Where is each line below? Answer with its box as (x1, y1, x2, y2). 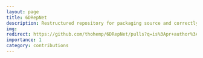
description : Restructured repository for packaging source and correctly (6, 20, 199, 26)
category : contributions (6, 43, 69, 49)
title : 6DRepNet (6, 14, 47, 21)
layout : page (6, 8, 39, 15)
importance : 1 (6, 37, 42, 43)
